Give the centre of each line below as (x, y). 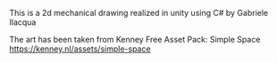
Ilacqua (23, 22)
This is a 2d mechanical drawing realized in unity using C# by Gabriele (139, 13)
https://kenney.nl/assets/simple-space (80, 49)
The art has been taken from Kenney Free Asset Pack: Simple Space (135, 39)
